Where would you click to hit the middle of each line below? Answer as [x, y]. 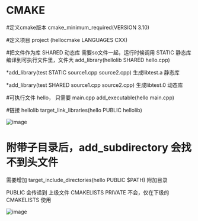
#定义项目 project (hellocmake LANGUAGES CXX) [67, 40]
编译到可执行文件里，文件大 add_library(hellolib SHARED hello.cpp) [88, 60]
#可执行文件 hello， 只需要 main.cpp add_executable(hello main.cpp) [90, 97]
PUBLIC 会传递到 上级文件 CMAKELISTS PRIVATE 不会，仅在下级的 [88, 192]
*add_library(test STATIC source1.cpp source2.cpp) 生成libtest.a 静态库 [93, 72]
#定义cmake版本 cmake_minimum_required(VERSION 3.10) [78, 27]
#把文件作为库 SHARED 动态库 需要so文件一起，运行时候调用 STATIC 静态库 [99, 52]
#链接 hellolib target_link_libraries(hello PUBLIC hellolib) [74, 110]
